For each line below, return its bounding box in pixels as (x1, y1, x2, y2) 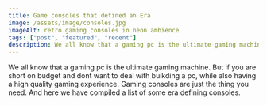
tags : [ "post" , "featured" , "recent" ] (8, 33, 137, 42)
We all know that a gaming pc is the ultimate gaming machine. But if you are (8, 62, 257, 72)
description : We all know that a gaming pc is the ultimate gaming (8, 41, 237, 49)
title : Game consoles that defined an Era (8, 11, 151, 20)
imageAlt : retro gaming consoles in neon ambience (8, 26, 180, 34)
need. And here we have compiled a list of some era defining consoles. (8, 88, 241, 97)
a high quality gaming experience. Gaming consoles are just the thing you (8, 80, 249, 89)
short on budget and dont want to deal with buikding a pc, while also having (8, 71, 257, 81)
